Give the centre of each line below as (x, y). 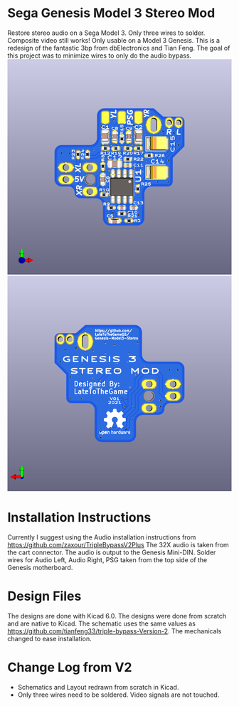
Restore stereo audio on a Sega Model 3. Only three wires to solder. (106, 33)
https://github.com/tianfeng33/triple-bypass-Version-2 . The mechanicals (115, 631)
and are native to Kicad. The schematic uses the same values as (101, 623)
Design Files (44, 596)
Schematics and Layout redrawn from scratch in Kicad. (98, 687)
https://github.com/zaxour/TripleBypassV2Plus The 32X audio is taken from (118, 544)
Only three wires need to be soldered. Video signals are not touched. (118, 695)
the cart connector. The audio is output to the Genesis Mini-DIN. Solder (112, 552)
